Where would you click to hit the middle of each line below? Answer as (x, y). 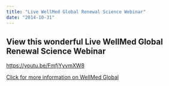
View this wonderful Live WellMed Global (84, 42)
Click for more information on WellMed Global (62, 77)
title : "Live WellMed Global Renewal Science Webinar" (76, 12)
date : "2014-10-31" (31, 17)
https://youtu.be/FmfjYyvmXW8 (46, 66)
